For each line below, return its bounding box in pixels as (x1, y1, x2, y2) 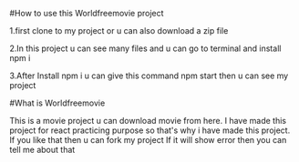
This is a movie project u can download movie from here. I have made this (9, 116, 287, 126)
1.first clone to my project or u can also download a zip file (9, 25, 229, 35)
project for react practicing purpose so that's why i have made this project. (9, 125, 291, 136)
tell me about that (9, 145, 76, 155)
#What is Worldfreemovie (9, 97, 106, 108)
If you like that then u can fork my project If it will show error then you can (9, 135, 287, 145)
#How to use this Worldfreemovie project (9, 8, 164, 18)
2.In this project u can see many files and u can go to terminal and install (9, 43, 282, 54)
